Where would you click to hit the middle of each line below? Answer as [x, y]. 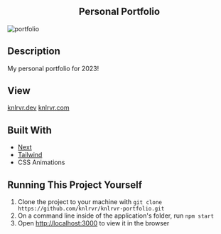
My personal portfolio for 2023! [53, 68]
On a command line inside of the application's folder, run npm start [116, 216]
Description [34, 52]
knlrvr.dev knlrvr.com [38, 108]
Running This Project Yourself [75, 185]
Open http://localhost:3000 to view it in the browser [93, 223]
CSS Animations [41, 162]
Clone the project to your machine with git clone [90, 202]
